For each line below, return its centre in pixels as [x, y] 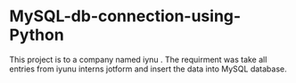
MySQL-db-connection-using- [125, 16]
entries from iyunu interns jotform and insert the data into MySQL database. [148, 69]
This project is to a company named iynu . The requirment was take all [138, 59]
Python [37, 35]
